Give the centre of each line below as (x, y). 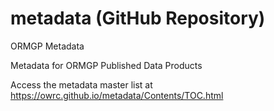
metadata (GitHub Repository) (138, 18)
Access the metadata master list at (81, 84)
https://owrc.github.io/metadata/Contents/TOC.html (117, 95)
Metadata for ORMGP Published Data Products (106, 65)
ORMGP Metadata (47, 46)
